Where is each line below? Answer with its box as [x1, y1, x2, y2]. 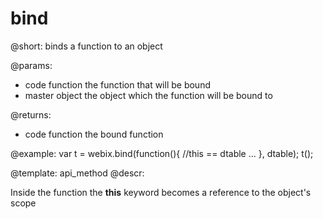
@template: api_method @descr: [10, 167, 145, 179]
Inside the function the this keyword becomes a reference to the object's [10, 186, 312, 198]
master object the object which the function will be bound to [24, 89, 273, 101]
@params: [10, 59, 53, 71]
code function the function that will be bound [24, 78, 211, 91]
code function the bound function [24, 128, 164, 140]
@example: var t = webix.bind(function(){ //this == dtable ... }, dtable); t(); [10, 147, 314, 159]
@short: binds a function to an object [10, 40, 163, 52]
